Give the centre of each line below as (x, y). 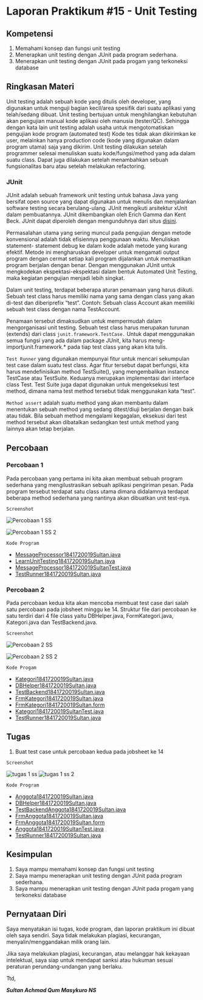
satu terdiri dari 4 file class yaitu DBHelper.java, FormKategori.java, (90, 616)
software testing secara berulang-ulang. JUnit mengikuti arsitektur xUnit (97, 208)
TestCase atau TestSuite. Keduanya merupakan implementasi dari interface (100, 378)
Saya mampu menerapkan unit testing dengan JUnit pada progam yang (105, 888)
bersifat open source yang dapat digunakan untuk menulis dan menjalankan (101, 201)
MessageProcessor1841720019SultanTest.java (73, 567)
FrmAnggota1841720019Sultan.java (59, 816)
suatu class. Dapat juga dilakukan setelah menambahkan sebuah (87, 159)
